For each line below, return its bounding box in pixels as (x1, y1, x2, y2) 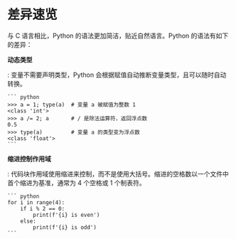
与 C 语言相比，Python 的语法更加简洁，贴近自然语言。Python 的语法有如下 (7, 31, 229, 40)
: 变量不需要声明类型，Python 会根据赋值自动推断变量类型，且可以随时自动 (7, 70, 227, 79)
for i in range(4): (7, 198, 65, 206)
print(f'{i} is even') (33, 211, 100, 218)
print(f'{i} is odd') (33, 223, 97, 231)
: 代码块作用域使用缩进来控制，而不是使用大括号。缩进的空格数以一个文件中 (7, 169, 229, 178)
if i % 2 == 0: (20, 205, 65, 212)
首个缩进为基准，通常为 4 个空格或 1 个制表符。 (7, 179, 146, 187)
